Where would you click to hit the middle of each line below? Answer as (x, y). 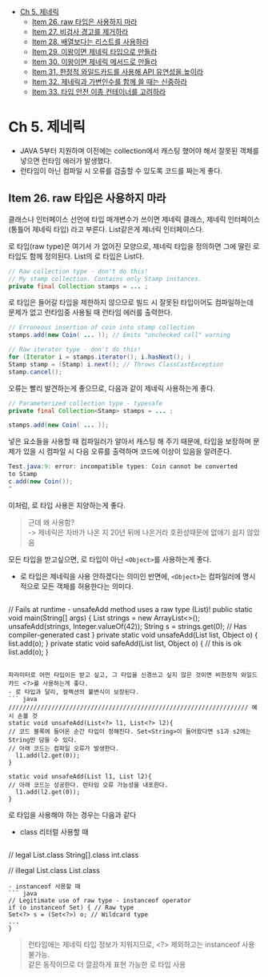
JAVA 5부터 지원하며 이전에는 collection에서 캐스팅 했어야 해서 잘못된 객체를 (140, 150)
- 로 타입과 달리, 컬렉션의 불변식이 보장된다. (74, 692)
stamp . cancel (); (35, 372)
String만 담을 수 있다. (43, 740)
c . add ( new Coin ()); (41, 482)
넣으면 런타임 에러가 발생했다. (66, 160)
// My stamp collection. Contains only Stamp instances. (105, 278)
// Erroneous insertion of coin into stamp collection (102, 328)
